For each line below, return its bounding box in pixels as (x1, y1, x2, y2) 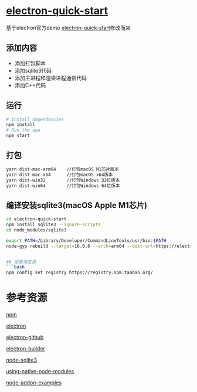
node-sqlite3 (6, 356, 37, 364)
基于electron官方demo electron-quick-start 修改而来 (6, 24, 131, 31)
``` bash (6, 264, 25, 270)
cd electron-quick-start (6, 216, 67, 222)
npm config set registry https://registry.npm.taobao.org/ (6, 270, 154, 276)
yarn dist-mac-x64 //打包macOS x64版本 (6, 172, 113, 178)
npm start (6, 133, 30, 139)
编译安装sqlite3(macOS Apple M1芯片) (6, 200, 148, 210)
